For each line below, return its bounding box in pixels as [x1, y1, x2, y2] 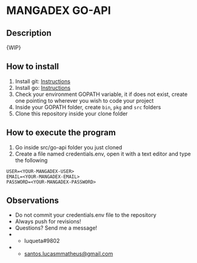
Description [6, 28, 52, 38]
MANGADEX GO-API [6, 4, 111, 18]
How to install [6, 61, 59, 72]
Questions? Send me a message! [15, 224, 98, 231]
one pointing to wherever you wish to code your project [15, 97, 154, 104]
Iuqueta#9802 [24, 237, 60, 245]
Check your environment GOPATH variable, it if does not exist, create [15, 91, 188, 98]
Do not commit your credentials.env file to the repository [15, 211, 156, 219]
